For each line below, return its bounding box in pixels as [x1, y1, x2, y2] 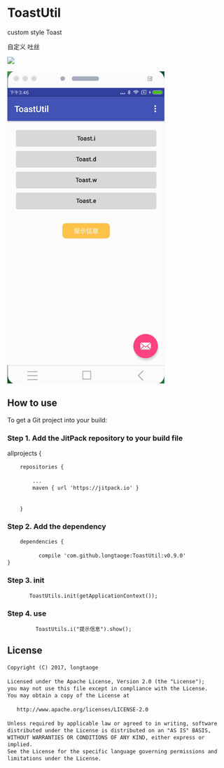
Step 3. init [7, 576, 45, 585]
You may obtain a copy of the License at [7, 692, 130, 699]
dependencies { [20, 539, 64, 546]
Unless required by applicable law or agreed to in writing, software [7, 720, 218, 727]
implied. [7, 741, 33, 748]
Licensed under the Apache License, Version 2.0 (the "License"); [7, 678, 205, 685]
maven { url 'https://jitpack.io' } [32, 485, 139, 492]
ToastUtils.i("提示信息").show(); [35, 625, 132, 632]
